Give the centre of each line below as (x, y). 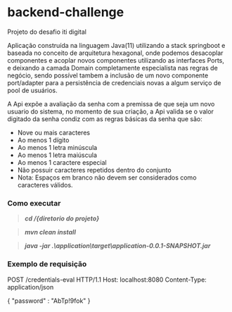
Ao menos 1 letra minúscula (57, 147)
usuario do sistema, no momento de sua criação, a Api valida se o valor (111, 111)
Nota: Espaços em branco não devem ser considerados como (107, 177)
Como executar (34, 203)
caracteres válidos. (45, 185)
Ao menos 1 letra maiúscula (57, 155)
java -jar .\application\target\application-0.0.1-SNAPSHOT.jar (117, 246)
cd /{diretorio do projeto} (62, 218)
